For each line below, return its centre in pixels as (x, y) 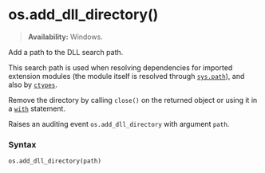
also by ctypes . (33, 85)
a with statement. (37, 108)
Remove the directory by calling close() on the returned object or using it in (133, 100)
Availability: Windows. (65, 37)
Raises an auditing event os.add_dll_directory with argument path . (119, 124)
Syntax (22, 144)
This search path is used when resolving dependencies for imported (121, 67)
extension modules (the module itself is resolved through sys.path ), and (127, 76)
